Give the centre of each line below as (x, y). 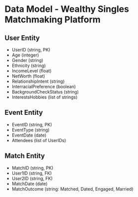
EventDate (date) (29, 135)
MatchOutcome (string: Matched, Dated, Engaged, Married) (73, 189)
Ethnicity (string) (29, 66)
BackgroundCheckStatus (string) (45, 92)
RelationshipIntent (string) (38, 81)
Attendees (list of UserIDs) (39, 140)
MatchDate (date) (30, 184)
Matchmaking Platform (53, 20)
